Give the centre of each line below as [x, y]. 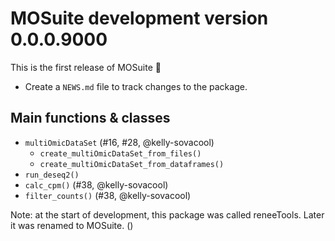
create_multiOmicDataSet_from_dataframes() [132, 164]
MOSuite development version [139, 18]
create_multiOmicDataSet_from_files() [120, 153]
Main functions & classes [90, 118]
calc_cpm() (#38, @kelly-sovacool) [96, 184]
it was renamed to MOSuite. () [72, 225]
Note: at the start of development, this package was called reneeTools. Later [167, 214]
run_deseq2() [52, 175]
